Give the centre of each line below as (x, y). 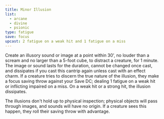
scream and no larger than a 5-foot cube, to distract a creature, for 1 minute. (82, 60)
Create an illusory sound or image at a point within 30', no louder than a (77, 55)
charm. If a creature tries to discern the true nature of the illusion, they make (82, 76)
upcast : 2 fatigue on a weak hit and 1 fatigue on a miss (65, 41)
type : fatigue (20, 32)
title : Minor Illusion (28, 10)
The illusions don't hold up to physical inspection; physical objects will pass (81, 101)
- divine (18, 23)
